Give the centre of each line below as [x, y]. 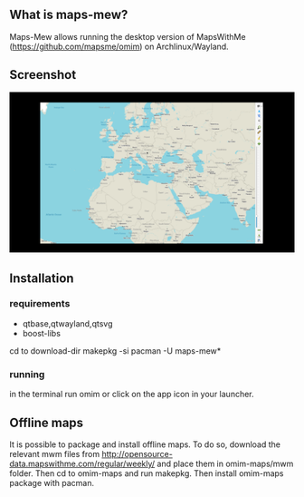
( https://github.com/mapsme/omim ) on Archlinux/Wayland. [119, 46]
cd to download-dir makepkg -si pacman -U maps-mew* [115, 351]
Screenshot [43, 75]
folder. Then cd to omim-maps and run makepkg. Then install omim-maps [147, 473]
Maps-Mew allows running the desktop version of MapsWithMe [128, 36]
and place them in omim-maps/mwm [225, 463]
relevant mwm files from [55, 453]
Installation [42, 278]
